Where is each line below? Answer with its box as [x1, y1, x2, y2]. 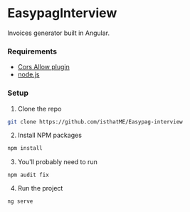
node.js [17, 70, 41, 79]
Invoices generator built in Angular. [7, 29, 110, 37]
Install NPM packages [17, 131, 82, 140]
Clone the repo [17, 104, 62, 113]
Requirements [7, 46, 58, 56]
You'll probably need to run [17, 158, 97, 166]
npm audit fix [7, 171, 50, 179]
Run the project [17, 184, 63, 193]
